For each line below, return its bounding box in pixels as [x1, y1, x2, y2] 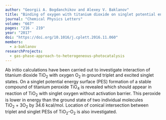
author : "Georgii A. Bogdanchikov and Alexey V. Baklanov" [5, 7, 129, 12]
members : [5, 40, 23, 45]
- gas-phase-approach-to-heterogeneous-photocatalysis [9, 53, 125, 59]
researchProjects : [5, 49, 43, 54]
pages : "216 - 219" [5, 26, 45, 31]
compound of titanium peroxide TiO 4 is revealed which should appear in [5, 84, 152, 91]
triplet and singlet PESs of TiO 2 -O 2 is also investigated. [5, 109, 117, 116]
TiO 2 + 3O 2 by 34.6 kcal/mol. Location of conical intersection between [5, 102, 149, 109]
